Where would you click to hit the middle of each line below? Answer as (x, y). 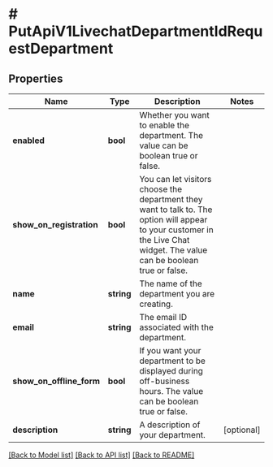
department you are (177, 294)
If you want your (170, 350)
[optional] (242, 430)
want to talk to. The (176, 210)
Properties (36, 78)
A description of (170, 425)
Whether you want (174, 115)
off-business (165, 381)
